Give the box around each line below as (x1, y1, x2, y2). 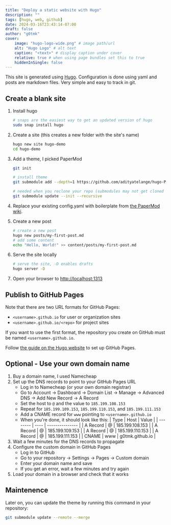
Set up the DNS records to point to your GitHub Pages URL (12, 379, 136, 385)
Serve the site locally (12, 251, 57, 258)
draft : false (5, 27, 33, 32)
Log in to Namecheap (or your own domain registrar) (20, 384, 131, 390)
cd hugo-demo (12, 146, 41, 152)
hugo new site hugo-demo (12, 141, 66, 146)
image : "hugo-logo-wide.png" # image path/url (14, 41, 115, 46)
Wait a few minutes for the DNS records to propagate (12, 438, 125, 445)
